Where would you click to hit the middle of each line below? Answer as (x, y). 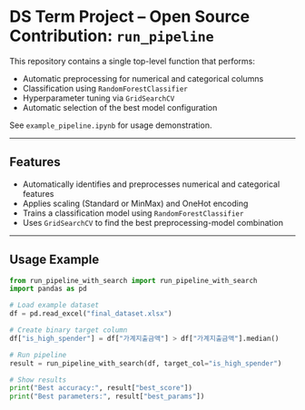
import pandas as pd (49, 289)
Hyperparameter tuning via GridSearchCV (98, 98)
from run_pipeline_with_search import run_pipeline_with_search (133, 280)
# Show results (38, 380)
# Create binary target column (69, 330)
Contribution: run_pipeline (112, 36)
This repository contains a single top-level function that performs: (133, 61)
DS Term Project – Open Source (130, 17)
